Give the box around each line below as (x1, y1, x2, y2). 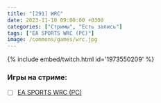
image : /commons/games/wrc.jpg (7, 36, 98, 43)
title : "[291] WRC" (7, 10, 64, 17)
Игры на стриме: (7, 72, 67, 82)
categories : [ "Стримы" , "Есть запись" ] (7, 23, 123, 30)
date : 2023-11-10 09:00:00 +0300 (7, 17, 104, 24)
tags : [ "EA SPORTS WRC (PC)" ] (7, 29, 95, 37)
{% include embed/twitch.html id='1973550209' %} (7, 55, 155, 63)
